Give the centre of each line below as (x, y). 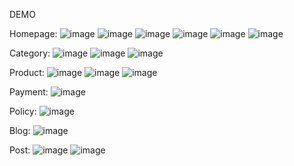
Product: (27, 72)
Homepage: (33, 33)
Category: (30, 53)
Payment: (29, 92)
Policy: (23, 111)
